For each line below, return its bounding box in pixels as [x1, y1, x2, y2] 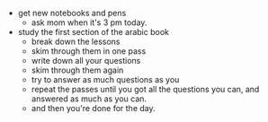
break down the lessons [31, 36, 121, 47]
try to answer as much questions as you [31, 74, 180, 84]
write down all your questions [31, 56, 141, 65]
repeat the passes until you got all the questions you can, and [31, 84, 260, 94]
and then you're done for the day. [31, 103, 156, 113]
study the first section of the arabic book [17, 27, 169, 37]
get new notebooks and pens [17, 8, 127, 18]
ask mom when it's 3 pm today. [31, 17, 147, 28]
